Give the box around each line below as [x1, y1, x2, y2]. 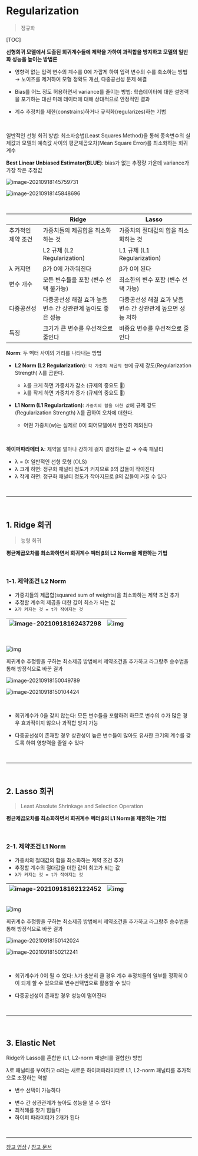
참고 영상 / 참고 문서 [6, 1143, 52, 1150]
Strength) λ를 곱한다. [14, 369, 65, 376]
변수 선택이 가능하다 [14, 1086, 61, 1094]
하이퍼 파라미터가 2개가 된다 [14, 1114, 80, 1121]
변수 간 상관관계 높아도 [42, 304, 102, 312]
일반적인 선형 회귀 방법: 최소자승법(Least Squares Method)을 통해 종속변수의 [6, 131, 184, 139]
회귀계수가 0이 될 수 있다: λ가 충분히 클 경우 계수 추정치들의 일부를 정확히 [14, 972, 183, 979]
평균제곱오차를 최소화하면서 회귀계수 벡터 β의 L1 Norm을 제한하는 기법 [6, 815, 166, 822]
